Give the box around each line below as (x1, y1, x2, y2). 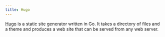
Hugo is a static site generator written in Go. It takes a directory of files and (5, 21, 160, 27)
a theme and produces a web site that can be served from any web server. (5, 26, 159, 32)
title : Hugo (5, 7, 30, 12)
